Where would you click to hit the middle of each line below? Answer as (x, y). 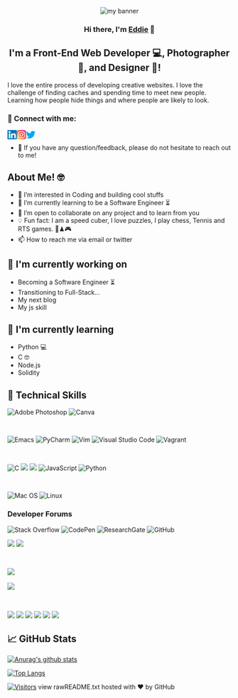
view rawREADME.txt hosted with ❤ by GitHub (107, 687)
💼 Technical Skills (47, 395)
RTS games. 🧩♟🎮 (45, 229)
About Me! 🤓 (36, 178)
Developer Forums (40, 514)
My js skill (32, 307)
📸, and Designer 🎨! (119, 68)
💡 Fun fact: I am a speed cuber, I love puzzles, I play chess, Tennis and (121, 220)
